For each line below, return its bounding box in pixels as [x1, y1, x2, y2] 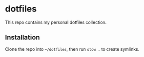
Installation [5, 33, 40, 42]
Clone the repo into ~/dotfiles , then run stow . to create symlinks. [5, 46, 140, 52]
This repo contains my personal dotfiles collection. [5, 19, 107, 25]
